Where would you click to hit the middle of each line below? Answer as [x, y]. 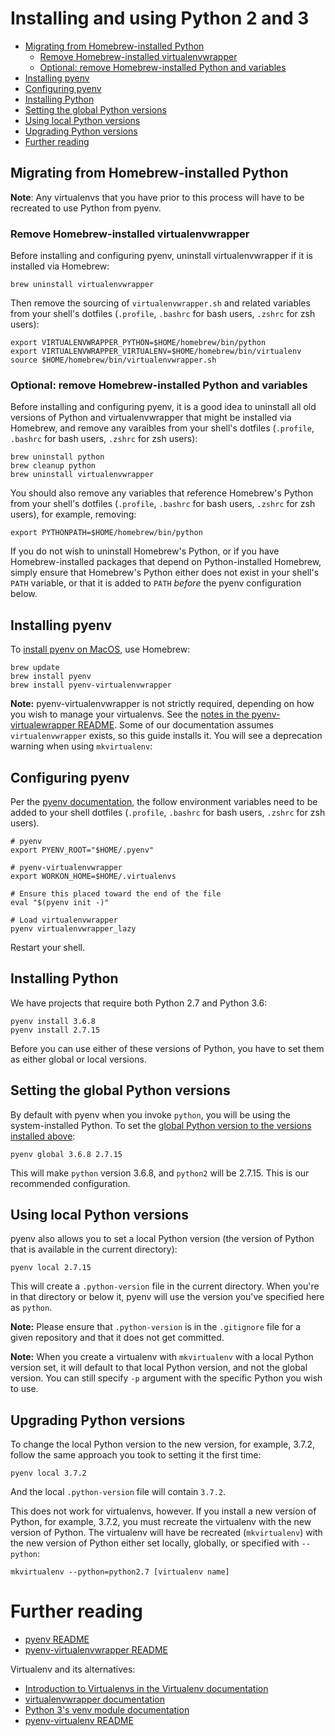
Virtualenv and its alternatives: [73, 1669]
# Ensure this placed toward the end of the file [116, 893]
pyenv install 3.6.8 [53, 1021]
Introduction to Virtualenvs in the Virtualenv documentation [146, 1689]
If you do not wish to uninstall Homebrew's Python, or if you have [145, 551]
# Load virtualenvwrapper [64, 920]
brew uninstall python [57, 457]
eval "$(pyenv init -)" [60, 902]
